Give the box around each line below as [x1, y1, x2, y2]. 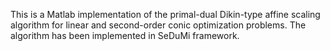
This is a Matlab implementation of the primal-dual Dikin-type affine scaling [10, 9, 321, 20]
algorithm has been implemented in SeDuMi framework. [10, 30, 240, 41]
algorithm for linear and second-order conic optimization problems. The [10, 19, 307, 31]
